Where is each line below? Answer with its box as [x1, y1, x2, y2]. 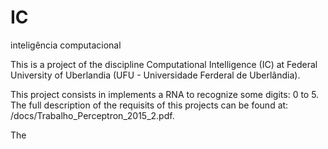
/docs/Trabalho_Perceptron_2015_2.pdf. [10, 109, 175, 121]
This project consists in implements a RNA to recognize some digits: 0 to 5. [10, 88, 320, 100]
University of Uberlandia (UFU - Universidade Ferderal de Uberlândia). [10, 69, 301, 81]
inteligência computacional [10, 39, 122, 51]
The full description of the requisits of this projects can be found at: [10, 99, 289, 111]
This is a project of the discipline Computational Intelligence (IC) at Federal [10, 58, 318, 70]
